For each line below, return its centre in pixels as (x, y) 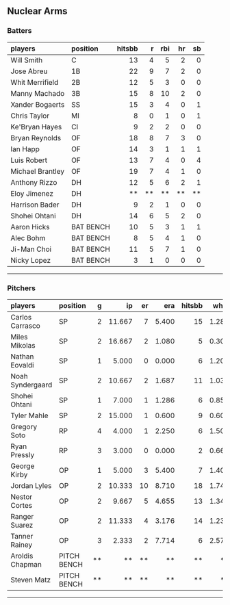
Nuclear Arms (37, 11)
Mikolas (23, 345)
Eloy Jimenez (32, 193)
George (23, 466)
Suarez (22, 525)
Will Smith (27, 60)
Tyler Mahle (30, 415)
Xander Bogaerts (38, 104)
